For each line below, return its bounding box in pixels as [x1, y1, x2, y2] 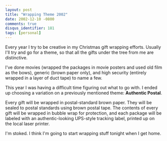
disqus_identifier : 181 [5, 26, 55, 31]
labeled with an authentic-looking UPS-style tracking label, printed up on [5, 116, 155, 121]
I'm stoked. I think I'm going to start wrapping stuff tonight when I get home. [5, 131, 162, 136]
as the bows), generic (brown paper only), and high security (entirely [5, 70, 147, 75]
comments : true [5, 21, 37, 26]
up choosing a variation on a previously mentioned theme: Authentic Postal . [5, 90, 163, 96]
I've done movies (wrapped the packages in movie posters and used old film [5, 64, 163, 70]
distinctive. [5, 55, 28, 60]
